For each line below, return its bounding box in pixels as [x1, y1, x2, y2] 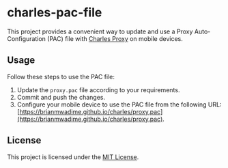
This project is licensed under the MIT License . [7, 152, 139, 161]
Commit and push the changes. [16, 93, 106, 101]
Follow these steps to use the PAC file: [7, 72, 115, 81]
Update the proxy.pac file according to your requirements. [16, 85, 180, 94]
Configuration [7, 34, 46, 42]
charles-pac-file [7, 5, 102, 20]
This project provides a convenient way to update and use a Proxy [7, 27, 193, 36]
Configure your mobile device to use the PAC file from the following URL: [16, 100, 222, 109]
